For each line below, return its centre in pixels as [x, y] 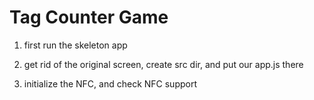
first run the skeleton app [75, 45]
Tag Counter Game [89, 17]
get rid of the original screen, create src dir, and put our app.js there [163, 64]
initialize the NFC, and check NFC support [110, 83]
